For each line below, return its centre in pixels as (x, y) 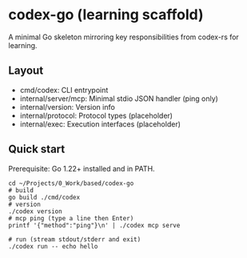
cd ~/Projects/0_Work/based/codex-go (71, 183)
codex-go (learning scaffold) (106, 15)
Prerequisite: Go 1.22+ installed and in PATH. (82, 168)
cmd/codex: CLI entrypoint (64, 90)
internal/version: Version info (68, 107)
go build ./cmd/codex (44, 197)
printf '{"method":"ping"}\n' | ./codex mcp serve (94, 225)
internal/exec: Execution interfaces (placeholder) (100, 124)
